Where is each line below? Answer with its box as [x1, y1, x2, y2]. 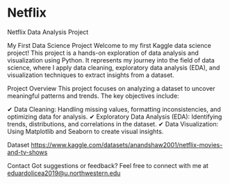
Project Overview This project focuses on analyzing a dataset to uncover [7, 84, 215, 92]
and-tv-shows [7, 148, 48, 156]
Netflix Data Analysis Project [7, 28, 89, 36]
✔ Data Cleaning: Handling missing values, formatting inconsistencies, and [7, 105, 221, 113]
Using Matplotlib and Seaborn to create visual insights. [7, 127, 164, 135]
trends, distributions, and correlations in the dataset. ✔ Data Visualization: [7, 119, 219, 128]
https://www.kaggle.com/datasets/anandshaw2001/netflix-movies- [31, 140, 223, 149]
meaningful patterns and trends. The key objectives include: [7, 92, 179, 100]
